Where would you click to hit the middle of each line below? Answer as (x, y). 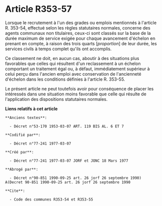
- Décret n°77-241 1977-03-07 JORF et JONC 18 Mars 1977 (69, 161)
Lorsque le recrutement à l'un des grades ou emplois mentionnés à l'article (81, 23)
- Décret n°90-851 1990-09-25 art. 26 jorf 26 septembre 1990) (75, 178)
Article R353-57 (39, 9)
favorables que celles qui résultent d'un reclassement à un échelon (73, 63)
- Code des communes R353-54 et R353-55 (51, 199)
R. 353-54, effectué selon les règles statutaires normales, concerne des (78, 28)
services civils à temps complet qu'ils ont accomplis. (58, 49)
